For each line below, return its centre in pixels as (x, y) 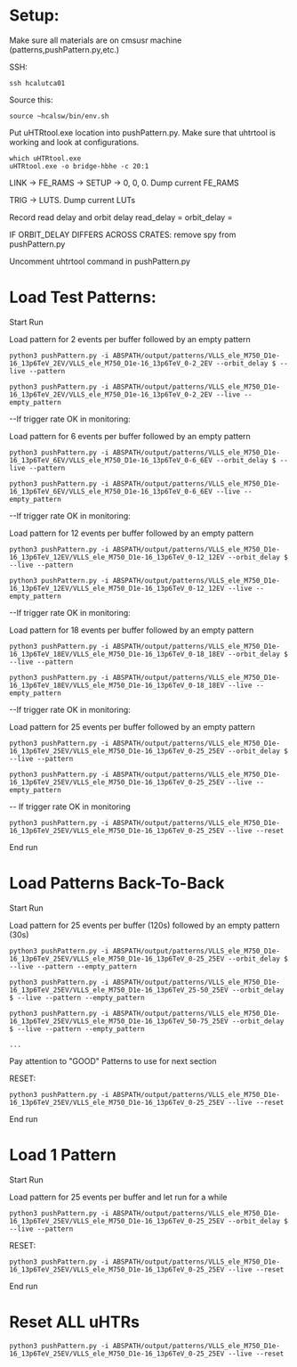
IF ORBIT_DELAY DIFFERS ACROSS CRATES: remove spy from (123, 234)
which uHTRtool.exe (45, 158)
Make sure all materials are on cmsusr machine (96, 40)
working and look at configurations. (74, 142)
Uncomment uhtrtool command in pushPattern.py (100, 261)
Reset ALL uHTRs (75, 1322)
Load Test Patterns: (83, 297)
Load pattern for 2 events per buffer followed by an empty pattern (130, 339)
